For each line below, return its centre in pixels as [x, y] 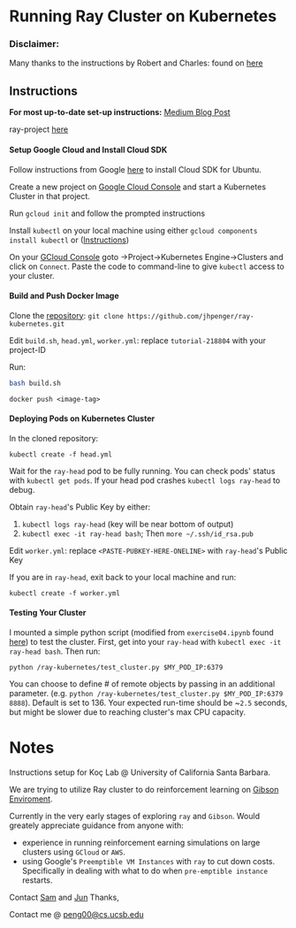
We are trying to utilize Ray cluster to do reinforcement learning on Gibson [144, 789]
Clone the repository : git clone [66, 315]
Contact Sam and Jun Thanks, [64, 897]
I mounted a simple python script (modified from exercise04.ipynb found [141, 632]
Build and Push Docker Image [64, 296]
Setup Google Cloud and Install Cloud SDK [88, 150]
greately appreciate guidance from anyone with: [96, 825]
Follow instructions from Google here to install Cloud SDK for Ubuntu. [136, 169]
